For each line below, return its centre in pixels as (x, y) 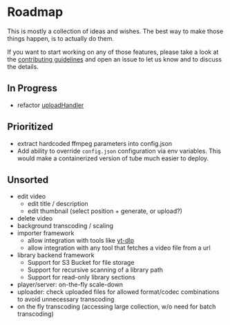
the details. (23, 66)
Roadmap (35, 12)
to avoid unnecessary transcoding (66, 299)
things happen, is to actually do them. (61, 38)
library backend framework (56, 255)
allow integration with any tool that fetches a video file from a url (119, 248)
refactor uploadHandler (50, 105)
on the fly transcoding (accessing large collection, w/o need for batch (116, 307)
